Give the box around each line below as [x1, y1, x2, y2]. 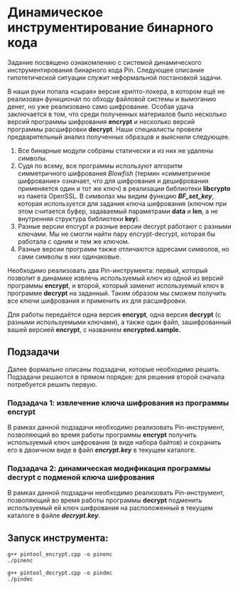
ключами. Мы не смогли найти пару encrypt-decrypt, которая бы [17, 229, 215, 238]
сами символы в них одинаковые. [17, 252, 121, 261]
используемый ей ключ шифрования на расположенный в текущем [7, 504, 213, 512]
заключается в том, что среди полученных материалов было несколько [7, 110, 227, 118]
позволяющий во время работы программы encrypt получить [7, 430, 197, 439]
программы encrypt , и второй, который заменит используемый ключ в [7, 281, 225, 289]
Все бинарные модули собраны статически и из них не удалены [17, 146, 214, 155]
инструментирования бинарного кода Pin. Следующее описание [7, 66, 205, 74]
